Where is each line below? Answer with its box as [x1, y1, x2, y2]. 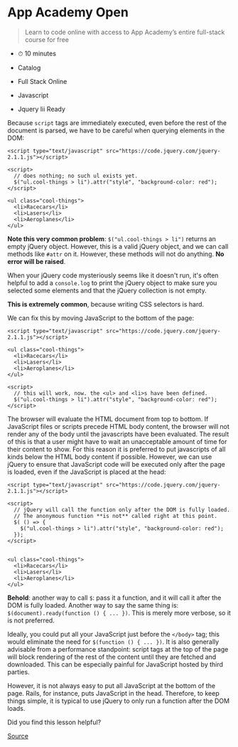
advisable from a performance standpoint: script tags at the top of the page [7, 645, 229, 653]
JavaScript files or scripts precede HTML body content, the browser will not [7, 422, 229, 430]
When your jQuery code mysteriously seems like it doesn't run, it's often [7, 271, 219, 280]
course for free [24, 35, 70, 43]
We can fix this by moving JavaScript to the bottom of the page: [7, 314, 194, 322]
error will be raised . [7, 257, 66, 265]
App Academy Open [7, 4, 129, 21]
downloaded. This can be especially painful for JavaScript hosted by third [7, 659, 224, 669]
